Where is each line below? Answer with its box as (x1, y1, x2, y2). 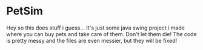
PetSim (6, 4, 44, 18)
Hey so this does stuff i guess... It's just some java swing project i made (6, 24, 185, 31)
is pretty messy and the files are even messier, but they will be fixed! (6, 37, 178, 44)
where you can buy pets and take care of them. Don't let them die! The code (6, 30, 197, 37)
